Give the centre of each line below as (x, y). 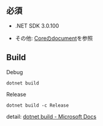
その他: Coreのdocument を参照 (54, 38)
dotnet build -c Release (38, 105)
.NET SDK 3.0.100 (37, 25)
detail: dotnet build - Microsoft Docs (51, 116)
